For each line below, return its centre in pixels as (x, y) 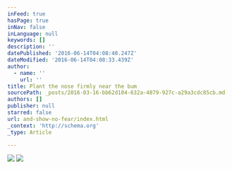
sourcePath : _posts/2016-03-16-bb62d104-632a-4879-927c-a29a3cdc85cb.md (116, 93)
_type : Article (30, 132)
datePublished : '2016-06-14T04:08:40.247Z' (72, 54)
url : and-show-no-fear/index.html (58, 119)
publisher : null (31, 106)
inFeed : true (26, 14)
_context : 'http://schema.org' (53, 126)
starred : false (30, 112)
